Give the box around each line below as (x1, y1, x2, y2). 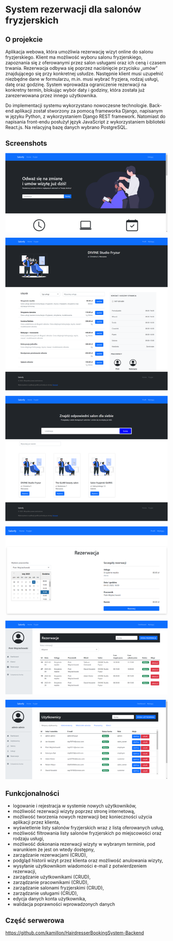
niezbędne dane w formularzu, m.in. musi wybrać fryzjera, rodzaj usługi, (5, 76, 159, 82)
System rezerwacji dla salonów (5, 4, 142, 15)
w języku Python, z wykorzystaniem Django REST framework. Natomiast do (5, 113, 166, 119)
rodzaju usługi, (12, 836, 45, 842)
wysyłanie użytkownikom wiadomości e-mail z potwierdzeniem (12, 863, 147, 869)
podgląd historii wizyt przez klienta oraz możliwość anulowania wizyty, (12, 858, 163, 864)
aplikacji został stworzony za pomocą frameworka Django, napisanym (14, 108, 163, 114)
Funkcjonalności (5, 789, 60, 798)
